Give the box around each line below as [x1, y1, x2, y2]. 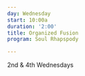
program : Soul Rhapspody [7, 36, 79, 43]
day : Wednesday [7, 10, 51, 17]
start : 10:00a [7, 17, 48, 23]
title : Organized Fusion [7, 29, 79, 37]
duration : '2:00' [7, 23, 57, 30]
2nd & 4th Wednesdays [7, 61, 74, 69]
